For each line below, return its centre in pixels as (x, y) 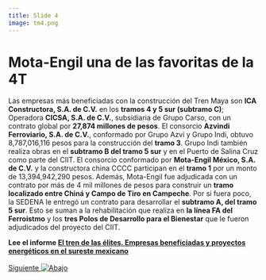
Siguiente (24, 268)
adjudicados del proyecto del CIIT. (64, 228)
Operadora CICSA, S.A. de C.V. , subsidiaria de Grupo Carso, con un (120, 118)
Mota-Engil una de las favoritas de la (131, 62)
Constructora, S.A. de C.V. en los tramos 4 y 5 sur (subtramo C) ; (116, 109)
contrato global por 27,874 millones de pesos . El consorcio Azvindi (119, 126)
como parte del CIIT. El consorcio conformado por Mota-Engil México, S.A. (132, 160)
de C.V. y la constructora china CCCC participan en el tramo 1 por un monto (133, 168)
